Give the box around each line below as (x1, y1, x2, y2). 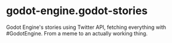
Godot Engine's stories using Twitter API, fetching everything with (6, 24, 167, 31)
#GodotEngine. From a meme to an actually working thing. (6, 29, 148, 37)
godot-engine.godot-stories (6, 4, 148, 18)
